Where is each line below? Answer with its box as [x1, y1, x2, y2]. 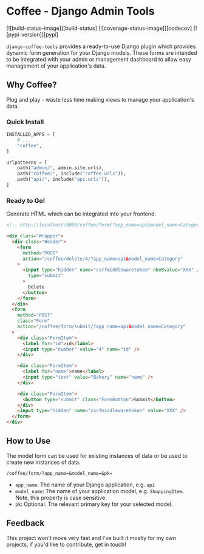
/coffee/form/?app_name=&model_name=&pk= [6, 470, 113, 476]
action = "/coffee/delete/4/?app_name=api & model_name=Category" [22, 256, 183, 262]
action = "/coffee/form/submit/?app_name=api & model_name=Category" [17, 324, 186, 330]
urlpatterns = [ [6, 160, 47, 166]
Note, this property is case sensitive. [15, 494, 107, 501]
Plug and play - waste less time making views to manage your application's [6, 96, 194, 103]
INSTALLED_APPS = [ [6, 131, 56, 138]
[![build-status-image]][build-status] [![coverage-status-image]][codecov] [6, 24, 192, 32]
